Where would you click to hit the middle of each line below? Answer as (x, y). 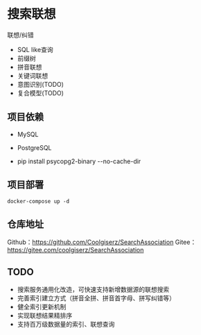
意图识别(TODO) (41, 84)
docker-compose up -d (38, 201)
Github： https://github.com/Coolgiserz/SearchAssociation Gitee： (102, 242)
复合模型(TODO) (41, 93)
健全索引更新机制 (42, 307)
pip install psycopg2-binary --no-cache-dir (79, 161)
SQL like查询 (35, 49)
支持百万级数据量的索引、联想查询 (66, 325)
